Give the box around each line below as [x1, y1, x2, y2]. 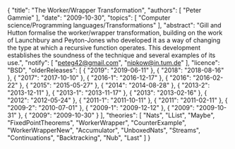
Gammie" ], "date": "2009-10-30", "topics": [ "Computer [7, 13, 171, 22]
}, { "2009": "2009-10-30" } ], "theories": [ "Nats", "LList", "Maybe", [18, 111, 215, 119]
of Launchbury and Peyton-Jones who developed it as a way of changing [7, 36, 221, 44]
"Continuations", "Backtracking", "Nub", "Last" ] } [7, 133, 151, 142]
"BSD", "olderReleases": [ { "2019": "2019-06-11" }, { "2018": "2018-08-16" [7, 66, 224, 74]
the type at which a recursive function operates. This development [7, 44, 201, 52]
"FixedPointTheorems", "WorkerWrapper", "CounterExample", [7, 119, 187, 126]
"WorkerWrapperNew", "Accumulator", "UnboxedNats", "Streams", [7, 126, 201, 134]
